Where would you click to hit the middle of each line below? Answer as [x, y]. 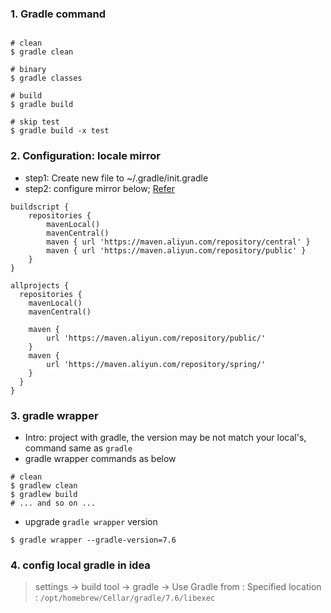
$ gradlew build [44, 494]
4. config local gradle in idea [80, 565]
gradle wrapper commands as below [100, 458]
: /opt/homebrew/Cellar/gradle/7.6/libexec [124, 598]
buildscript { [40, 207]
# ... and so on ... [53, 503]
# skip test [35, 122]
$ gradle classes [46, 78]
